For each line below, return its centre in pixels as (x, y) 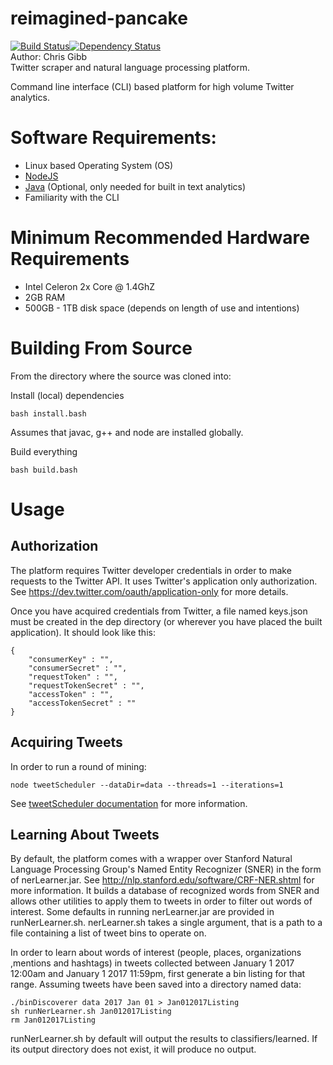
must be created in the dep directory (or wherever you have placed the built (166, 621)
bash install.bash (48, 413)
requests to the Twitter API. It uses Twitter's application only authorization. (164, 581)
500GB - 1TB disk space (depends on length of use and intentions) (162, 308)
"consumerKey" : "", (71, 659)
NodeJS (41, 176)
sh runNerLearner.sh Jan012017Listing (91, 1012)
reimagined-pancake (99, 18)
